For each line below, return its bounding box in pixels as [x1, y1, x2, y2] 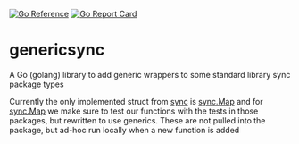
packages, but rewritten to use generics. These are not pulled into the [9, 114, 266, 125]
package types [9, 79, 64, 89]
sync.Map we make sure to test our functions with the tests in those [9, 106, 259, 116]
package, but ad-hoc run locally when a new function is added [9, 124, 240, 135]
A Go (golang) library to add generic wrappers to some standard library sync [9, 69, 291, 80]
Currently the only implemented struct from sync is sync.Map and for [9, 96, 263, 106]
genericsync [9, 40, 105, 60]
